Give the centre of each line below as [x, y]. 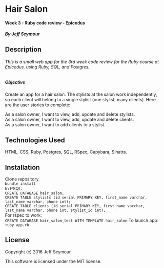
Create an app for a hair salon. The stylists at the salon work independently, [81, 94]
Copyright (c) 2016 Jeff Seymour [38, 252]
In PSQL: [14, 188]
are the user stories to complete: [38, 105]
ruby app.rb [17, 225]
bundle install [20, 184]
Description [23, 49]
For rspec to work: [24, 215]
